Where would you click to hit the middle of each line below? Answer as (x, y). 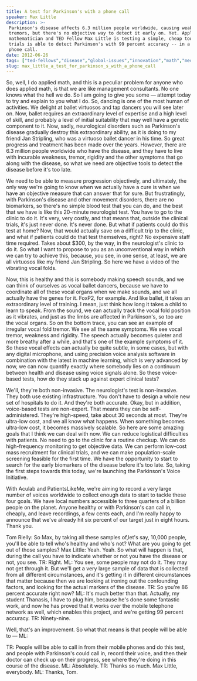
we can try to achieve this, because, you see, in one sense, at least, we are (97, 256)
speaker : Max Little (31, 17)
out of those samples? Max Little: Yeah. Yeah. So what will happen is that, (95, 550)
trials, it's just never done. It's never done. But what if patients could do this (97, 225)
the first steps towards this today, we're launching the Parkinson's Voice (93, 471)
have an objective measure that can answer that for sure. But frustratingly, (96, 193)
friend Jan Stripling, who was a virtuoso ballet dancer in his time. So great (95, 139)
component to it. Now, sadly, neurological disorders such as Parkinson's (93, 126)
